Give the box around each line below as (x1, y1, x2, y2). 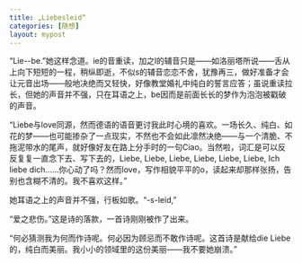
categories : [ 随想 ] (9, 22, 80, 31)
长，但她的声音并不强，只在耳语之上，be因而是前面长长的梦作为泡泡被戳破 (9, 89, 287, 100)
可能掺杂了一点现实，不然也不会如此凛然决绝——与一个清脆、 (56, 131, 285, 142)
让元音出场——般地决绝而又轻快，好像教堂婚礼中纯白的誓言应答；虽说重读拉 (9, 78, 293, 89)
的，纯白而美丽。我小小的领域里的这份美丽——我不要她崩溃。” (9, 244, 238, 255)
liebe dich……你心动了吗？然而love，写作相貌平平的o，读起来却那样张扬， (9, 164, 284, 175)
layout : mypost (9, 30, 67, 39)
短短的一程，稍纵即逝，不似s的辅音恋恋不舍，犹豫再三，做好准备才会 (32, 66, 289, 77)
